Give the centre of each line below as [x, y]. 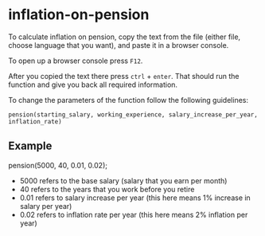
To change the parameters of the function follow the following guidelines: [129, 100]
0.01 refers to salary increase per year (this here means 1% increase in [135, 198]
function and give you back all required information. [93, 85]
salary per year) [46, 206]
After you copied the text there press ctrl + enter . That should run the [124, 76]
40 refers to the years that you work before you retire [107, 189]
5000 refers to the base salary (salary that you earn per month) [123, 180]
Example [30, 146]
